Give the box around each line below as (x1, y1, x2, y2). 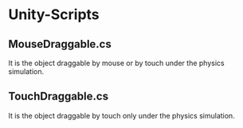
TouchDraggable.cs (8, 90, 109, 103)
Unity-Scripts (8, 6, 100, 24)
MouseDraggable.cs (8, 37, 112, 51)
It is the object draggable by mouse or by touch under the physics (8, 58, 225, 68)
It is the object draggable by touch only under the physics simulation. (8, 111, 235, 120)
